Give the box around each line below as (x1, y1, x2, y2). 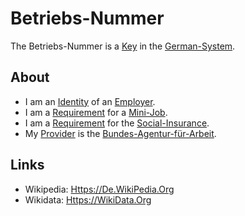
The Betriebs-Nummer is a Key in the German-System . (10, 40, 236, 52)
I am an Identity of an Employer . (24, 95, 156, 107)
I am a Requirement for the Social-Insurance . (24, 117, 210, 129)
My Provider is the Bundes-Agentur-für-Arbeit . (24, 127, 217, 139)
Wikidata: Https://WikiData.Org (24, 193, 152, 206)
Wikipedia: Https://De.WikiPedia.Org (24, 183, 175, 195)
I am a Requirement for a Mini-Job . (24, 106, 168, 118)
